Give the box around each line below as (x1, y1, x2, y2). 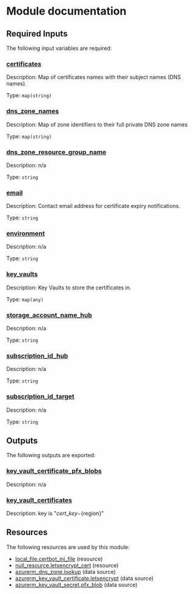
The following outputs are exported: (6, 452, 96, 459)
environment (6, 229, 45, 238)
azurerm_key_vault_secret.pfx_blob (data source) (15, 581, 138, 588)
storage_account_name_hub (6, 311, 92, 319)
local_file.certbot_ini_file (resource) (15, 555, 103, 562)
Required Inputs (6, 29, 68, 39)
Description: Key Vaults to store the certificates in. (6, 284, 132, 291)
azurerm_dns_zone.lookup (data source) (15, 568, 116, 575)
